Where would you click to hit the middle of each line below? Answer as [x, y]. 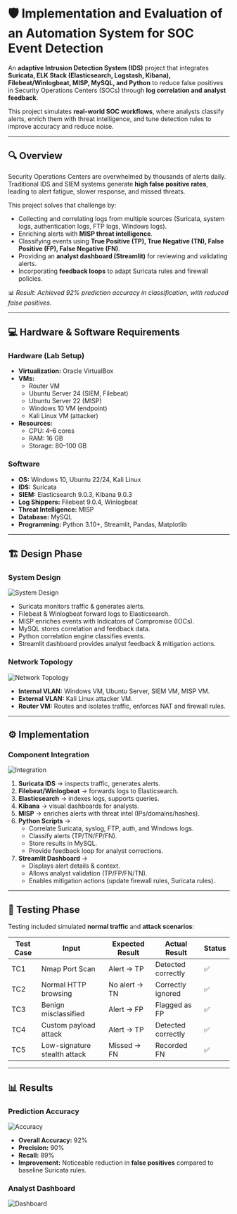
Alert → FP [126, 1009]
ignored [168, 994]
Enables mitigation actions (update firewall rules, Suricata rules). [122, 881]
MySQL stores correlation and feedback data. [84, 629]
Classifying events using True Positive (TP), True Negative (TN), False [121, 241]
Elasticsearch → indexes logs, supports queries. [89, 799]
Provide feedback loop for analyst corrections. [96, 851]
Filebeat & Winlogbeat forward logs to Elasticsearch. [94, 614]
